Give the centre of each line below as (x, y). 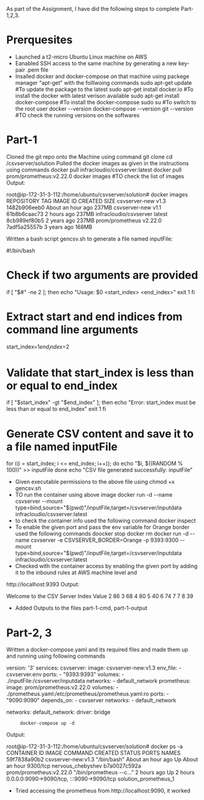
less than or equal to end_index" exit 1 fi (56, 409)
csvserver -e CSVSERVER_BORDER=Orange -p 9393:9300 (105, 540)
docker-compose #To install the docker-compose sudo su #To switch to (106, 102)
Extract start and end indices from (94, 317)
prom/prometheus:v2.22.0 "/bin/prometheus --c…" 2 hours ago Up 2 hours (100, 773)
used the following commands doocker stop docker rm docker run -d (102, 534)
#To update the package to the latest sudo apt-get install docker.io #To (104, 89)
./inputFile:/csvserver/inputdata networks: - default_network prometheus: (98, 681)
